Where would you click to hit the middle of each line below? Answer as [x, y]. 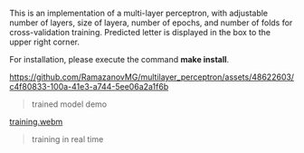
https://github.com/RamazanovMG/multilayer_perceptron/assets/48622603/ [152, 77]
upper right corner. [44, 42]
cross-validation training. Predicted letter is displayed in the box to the [140, 32]
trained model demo [69, 104]
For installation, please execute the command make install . [119, 59]
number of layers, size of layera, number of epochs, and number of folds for [151, 23]
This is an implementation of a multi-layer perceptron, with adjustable [139, 13]
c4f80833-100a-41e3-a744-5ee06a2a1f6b [89, 86]
